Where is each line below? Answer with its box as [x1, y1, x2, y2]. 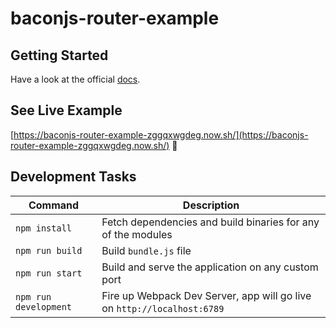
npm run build [15, 245, 83, 256]
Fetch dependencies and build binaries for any [101, 215, 320, 229]
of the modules [101, 227, 173, 241]
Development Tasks [10, 168, 137, 186]
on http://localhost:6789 [101, 301, 225, 315]
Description [182, 198, 240, 212]
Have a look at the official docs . [10, 73, 141, 85]
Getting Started [10, 47, 109, 64]
